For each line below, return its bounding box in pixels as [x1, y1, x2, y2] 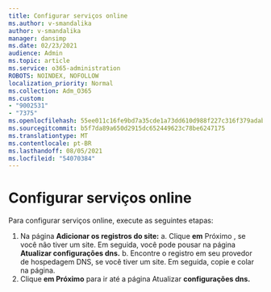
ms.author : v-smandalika [8, 19, 92, 27]
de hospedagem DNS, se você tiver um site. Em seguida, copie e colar [19, 257, 254, 267]
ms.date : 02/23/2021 [8, 42, 78, 50]
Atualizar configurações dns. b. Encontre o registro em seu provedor [19, 248, 252, 258]
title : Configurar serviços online [8, 11, 128, 20]
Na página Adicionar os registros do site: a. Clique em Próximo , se [19, 232, 246, 241]
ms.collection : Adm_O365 [8, 86, 92, 95]
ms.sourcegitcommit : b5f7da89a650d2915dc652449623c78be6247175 [8, 124, 226, 132]
